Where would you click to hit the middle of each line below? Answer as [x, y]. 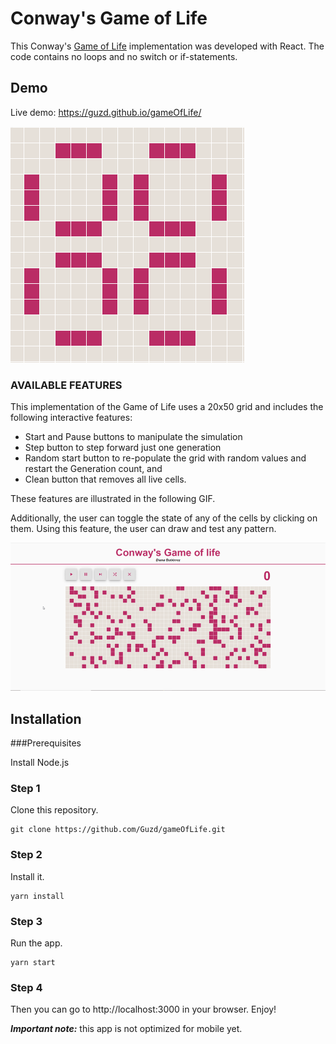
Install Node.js [40, 763]
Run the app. [36, 943]
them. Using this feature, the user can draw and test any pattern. [143, 529]
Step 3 [26, 921]
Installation [46, 718]
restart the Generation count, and [93, 469]
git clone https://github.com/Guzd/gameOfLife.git [118, 830]
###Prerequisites [46, 743]
